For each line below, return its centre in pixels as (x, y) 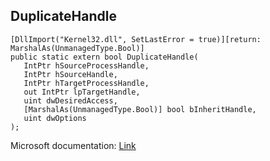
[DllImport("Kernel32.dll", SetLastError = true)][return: (136, 39)
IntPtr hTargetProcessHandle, (86, 83)
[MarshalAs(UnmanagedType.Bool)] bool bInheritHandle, (140, 109)
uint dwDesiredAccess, (70, 100)
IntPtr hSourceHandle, (70, 74)
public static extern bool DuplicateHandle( (104, 57)
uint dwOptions (55, 118)
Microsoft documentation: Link (73, 145)
